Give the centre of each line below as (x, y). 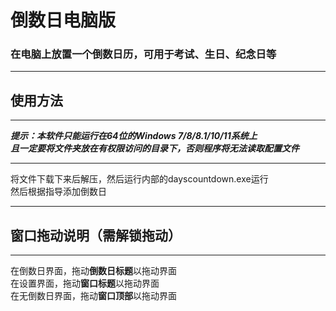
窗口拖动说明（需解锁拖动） (96, 235)
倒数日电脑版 (63, 20)
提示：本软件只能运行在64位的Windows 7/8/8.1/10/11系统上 (134, 136)
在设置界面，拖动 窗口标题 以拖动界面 (85, 283)
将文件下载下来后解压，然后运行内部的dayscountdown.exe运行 (139, 179)
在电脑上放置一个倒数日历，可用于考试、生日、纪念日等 (143, 54)
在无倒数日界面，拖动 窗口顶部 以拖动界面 (93, 296)
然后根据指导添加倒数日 (58, 192)
